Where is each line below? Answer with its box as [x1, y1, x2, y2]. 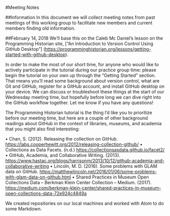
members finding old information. [5, 25, 76, 31]
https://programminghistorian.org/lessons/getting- [45, 46, 152, 52]
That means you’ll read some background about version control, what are [5, 78, 160, 84]
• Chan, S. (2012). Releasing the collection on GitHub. [5, 136, 118, 142]
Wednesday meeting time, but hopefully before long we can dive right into [5, 94, 161, 100]
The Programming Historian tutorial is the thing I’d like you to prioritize [5, 110, 153, 115]
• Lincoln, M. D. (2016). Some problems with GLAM [50, 163, 157, 169]
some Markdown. [5, 206, 42, 212]
